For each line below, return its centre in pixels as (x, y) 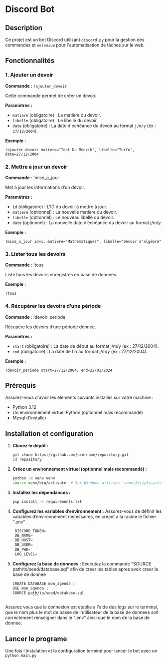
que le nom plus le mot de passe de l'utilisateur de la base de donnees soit (82, 612)
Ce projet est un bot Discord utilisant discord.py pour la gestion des (75, 40)
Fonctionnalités (30, 61)
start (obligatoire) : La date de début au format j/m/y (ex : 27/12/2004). (85, 346)
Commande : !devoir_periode (35, 317)
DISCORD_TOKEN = (30, 531)
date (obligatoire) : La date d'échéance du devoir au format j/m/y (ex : (84, 126)
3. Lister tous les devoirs (35, 254)
